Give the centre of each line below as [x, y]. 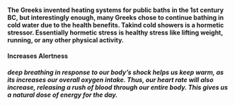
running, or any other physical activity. [65, 40]
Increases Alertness [38, 56]
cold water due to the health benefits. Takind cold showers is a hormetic [116, 25]
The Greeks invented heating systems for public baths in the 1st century [116, 10]
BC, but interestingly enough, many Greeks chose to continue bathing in [116, 17]
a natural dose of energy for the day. [63, 95]
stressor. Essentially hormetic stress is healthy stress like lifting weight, [115, 33]
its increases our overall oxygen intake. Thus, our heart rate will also [110, 79]
